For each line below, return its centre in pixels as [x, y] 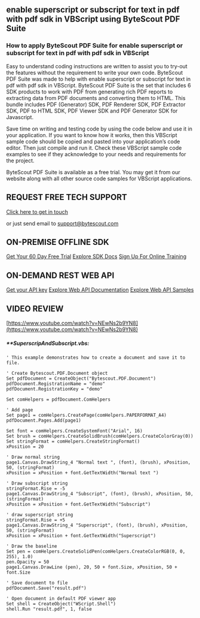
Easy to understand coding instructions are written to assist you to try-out [97, 66]
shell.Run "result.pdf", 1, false [49, 609]
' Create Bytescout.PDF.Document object [57, 373]
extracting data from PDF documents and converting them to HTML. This [96, 98]
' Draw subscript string [37, 483]
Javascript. [20, 117]
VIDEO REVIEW [35, 309]
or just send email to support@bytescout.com [62, 223]
